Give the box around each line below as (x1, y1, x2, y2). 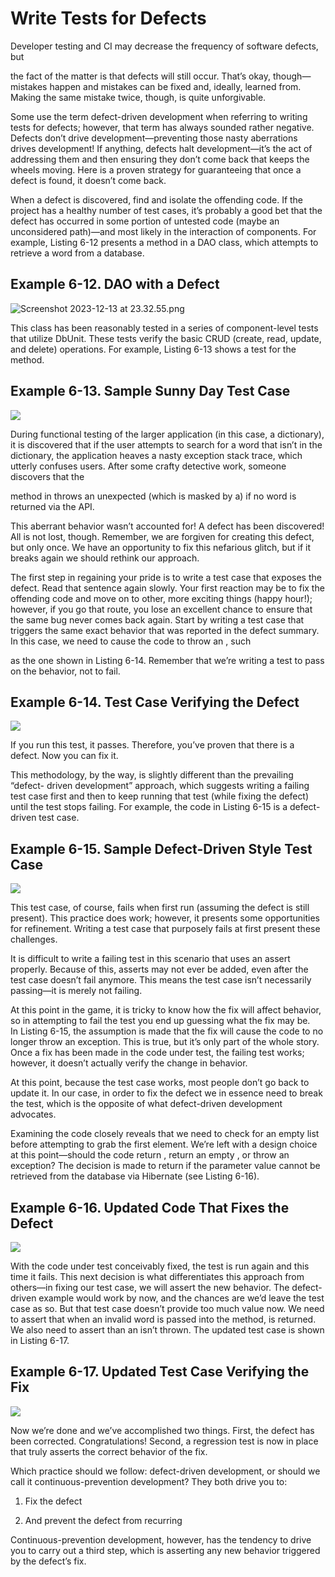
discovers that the (10, 470, 85, 482)
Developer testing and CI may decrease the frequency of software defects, (10, 40, 319, 52)
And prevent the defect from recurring (24, 1514, 183, 1526)
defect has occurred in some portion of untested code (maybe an (10, 215, 280, 227)
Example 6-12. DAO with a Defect (10, 276, 220, 293)
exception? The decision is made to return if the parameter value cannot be (10, 1160, 321, 1172)
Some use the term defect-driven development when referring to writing (10, 110, 308, 122)
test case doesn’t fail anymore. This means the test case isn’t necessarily (10, 974, 312, 986)
